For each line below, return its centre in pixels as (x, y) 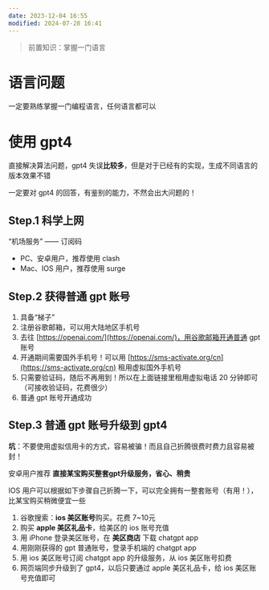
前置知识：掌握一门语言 (67, 47)
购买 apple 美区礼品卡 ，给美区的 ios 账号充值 (95, 527)
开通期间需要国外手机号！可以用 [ (75, 357)
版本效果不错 (29, 176)
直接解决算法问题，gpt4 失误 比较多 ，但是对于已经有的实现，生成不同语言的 (133, 166)
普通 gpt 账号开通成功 (56, 397)
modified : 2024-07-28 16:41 (55, 23)
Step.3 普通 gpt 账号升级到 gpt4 (88, 426)
